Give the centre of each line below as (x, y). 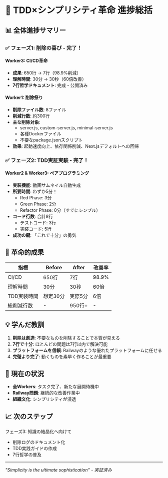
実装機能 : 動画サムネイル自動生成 (46, 185)
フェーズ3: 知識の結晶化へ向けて (38, 432)
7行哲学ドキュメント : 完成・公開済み (50, 85)
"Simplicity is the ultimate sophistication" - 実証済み (58, 470)
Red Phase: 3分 (36, 198)
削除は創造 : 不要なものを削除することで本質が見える (66, 338)
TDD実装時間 (23, 296)
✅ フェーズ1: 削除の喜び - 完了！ (43, 48)
